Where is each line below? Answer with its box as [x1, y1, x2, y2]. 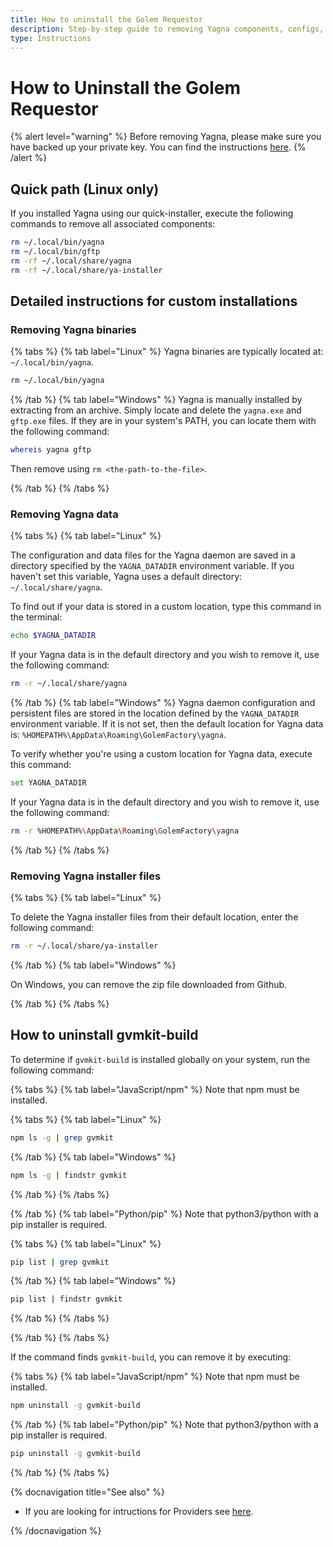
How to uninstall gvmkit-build [10, 1027, 199, 1044]
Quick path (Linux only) [10, 181, 160, 198]
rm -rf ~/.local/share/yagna [10, 256, 132, 266]
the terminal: [10, 611, 63, 623]
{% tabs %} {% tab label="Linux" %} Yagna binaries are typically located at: [10, 346, 324, 358]
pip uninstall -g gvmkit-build [10, 1449, 141, 1459]
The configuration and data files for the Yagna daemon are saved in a [10, 549, 296, 561]
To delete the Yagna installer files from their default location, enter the [10, 911, 299, 923]
